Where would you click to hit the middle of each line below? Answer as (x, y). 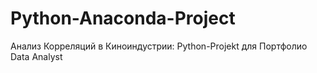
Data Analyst (36, 56)
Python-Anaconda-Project (123, 18)
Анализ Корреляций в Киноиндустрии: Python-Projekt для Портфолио (159, 46)
